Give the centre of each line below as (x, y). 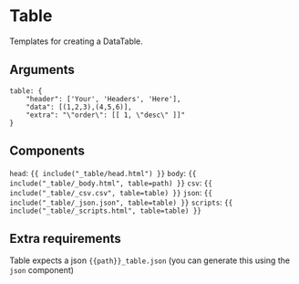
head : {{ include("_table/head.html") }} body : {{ (103, 173)
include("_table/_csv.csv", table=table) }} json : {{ (111, 192)
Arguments (42, 70)
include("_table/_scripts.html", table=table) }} (106, 211)
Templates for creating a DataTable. (76, 41)
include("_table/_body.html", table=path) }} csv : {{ (111, 183)
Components (47, 151)
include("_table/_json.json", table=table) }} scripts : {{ (121, 202)
